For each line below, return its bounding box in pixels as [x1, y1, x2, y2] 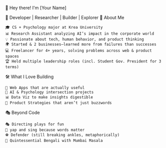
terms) [5, 64, 19, 69]
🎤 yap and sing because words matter [5, 127, 85, 132]
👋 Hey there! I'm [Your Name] [5, 5, 67, 11]
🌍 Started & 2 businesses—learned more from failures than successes [5, 42, 157, 47]
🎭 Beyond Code [5, 110, 40, 115]
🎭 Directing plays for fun [5, 122, 64, 127]
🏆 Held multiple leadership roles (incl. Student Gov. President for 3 [5, 59, 161, 64]
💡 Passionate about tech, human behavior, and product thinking [5, 37, 144, 42]
